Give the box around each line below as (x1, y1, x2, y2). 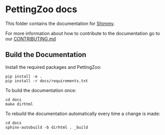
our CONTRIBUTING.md (5, 36, 56, 42)
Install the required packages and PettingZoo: (5, 64, 101, 70)
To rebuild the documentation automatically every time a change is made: (5, 111, 160, 117)
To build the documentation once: (5, 87, 77, 93)
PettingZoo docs (5, 4, 78, 15)
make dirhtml (5, 101, 33, 106)
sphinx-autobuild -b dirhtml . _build (5, 125, 88, 130)
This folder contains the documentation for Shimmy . (5, 20, 115, 26)
